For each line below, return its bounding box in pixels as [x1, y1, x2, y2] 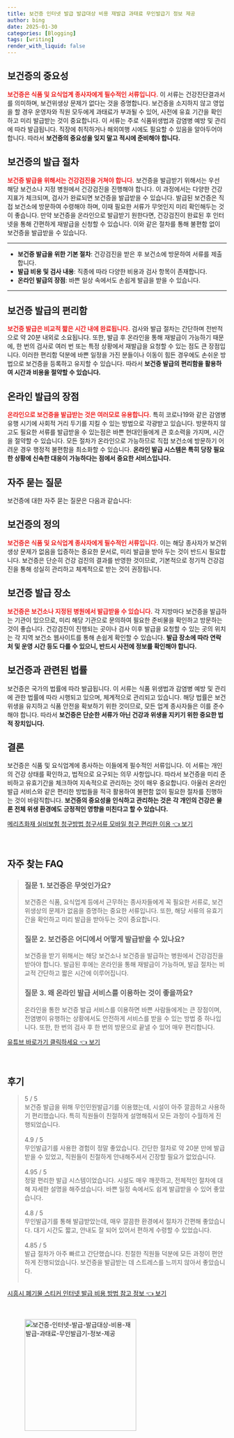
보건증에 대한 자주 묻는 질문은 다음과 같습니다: [7, 496, 132, 505]
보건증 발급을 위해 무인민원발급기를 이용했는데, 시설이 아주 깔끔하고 [24, 1103, 207, 1111]
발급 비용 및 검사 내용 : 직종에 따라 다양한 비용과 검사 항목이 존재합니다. [17, 267, 208, 276]
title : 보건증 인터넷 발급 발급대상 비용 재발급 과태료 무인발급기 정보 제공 [7, 10, 196, 17]
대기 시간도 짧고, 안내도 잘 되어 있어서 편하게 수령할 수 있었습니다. [33, 1226, 212, 1234]
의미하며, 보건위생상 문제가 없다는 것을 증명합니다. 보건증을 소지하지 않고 [14, 98, 212, 107]
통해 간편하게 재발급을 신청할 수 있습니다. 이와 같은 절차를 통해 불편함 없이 [19, 219, 221, 228]
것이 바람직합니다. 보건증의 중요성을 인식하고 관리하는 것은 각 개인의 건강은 [14, 796, 215, 805]
